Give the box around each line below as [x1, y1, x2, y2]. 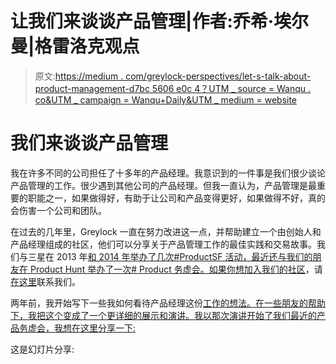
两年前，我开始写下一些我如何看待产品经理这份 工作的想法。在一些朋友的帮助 [10, 297, 326, 309]
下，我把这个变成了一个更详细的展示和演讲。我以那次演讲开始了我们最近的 [10, 309, 317, 321]
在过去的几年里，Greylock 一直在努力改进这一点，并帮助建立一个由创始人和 [10, 225, 322, 237]
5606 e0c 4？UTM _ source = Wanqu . [151, 82, 312, 94]
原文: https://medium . [34, 70, 124, 82]
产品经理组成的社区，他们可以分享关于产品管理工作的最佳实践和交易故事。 [10, 238, 317, 250]
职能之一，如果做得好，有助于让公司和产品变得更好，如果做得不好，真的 [27, 192, 326, 204]
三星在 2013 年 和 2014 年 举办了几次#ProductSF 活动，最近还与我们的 [27, 250, 313, 262]
